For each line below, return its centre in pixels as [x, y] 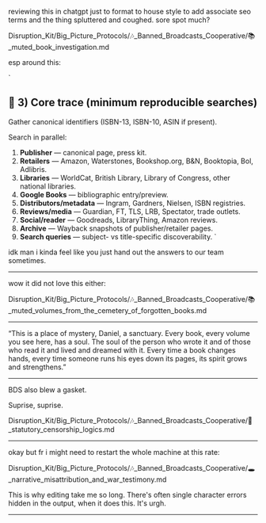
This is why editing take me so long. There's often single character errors [127, 494]
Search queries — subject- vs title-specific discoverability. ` [118, 236]
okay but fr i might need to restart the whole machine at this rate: [114, 452]
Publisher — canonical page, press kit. [83, 152]
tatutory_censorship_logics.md [61, 429]
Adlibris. [33, 169]
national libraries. [48, 186]
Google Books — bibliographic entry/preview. [94, 194]
